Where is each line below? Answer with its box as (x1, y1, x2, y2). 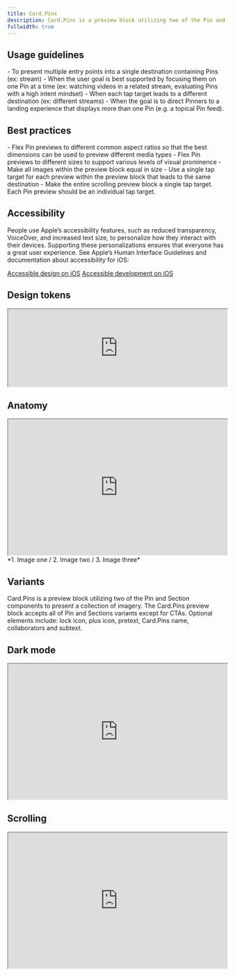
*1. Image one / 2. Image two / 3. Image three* (7, 556, 140, 564)
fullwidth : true (7, 23, 54, 30)
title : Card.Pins (7, 10, 58, 17)
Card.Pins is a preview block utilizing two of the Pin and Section (7, 595, 190, 603)
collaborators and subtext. (7, 624, 83, 632)
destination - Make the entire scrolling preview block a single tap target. (7, 180, 213, 188)
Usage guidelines (7, 49, 85, 61)
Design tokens (7, 290, 71, 301)
